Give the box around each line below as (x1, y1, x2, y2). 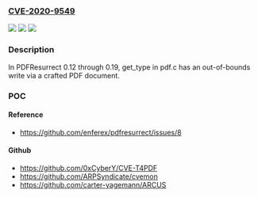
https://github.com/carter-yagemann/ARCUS (19, 180, 167, 189)
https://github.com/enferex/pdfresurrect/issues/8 (19, 127, 182, 137)
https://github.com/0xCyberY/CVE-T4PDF (19, 163, 158, 172)
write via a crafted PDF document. (8, 70, 121, 80)
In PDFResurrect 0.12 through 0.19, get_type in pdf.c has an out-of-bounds (8, 62, 251, 72)
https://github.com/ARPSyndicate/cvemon (19, 172, 159, 181)
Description (8, 44, 55, 55)
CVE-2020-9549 (8, 6, 75, 17)
